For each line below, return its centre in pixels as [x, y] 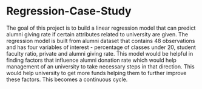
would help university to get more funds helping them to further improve [96, 73]
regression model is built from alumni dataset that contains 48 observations [101, 41]
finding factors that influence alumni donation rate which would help [92, 60]
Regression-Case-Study [69, 11]
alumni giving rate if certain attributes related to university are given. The [97, 34]
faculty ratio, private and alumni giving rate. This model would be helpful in [100, 53]
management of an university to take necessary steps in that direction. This [101, 66]
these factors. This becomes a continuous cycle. [67, 79]
